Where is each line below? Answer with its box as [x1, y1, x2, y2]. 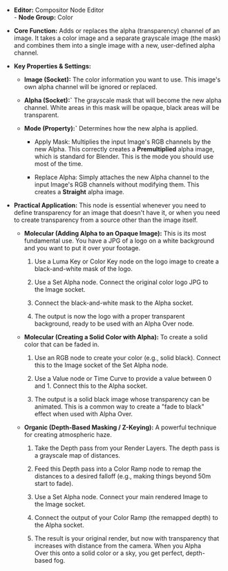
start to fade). [34, 480, 74, 487]
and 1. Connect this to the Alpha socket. [34, 382, 148, 390]
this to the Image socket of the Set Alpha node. [34, 361, 169, 369]
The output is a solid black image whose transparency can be [34, 395, 210, 403]
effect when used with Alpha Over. [34, 410, 133, 418]
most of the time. [34, 160, 83, 168]
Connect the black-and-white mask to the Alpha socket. [34, 299, 193, 307]
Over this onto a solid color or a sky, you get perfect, [34, 549, 184, 557]
